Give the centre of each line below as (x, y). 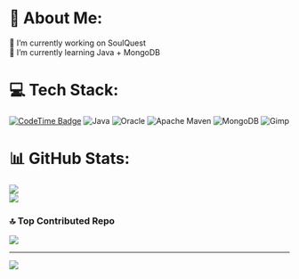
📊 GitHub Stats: (70, 159)
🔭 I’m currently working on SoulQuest (78, 43)
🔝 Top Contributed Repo (62, 220)
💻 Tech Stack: (64, 90)
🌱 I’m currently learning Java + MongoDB (85, 52)
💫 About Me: (56, 18)
